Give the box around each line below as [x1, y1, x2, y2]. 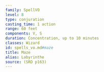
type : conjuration [5, 17, 44, 22]
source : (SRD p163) [5, 59, 47, 64]
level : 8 [5, 12, 24, 17]
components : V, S [5, 31, 42, 36]
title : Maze [5, 50, 31, 55]
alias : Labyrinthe [5, 54, 44, 60]
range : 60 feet [5, 26, 38, 31]
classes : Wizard [5, 41, 40, 46]
